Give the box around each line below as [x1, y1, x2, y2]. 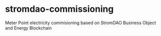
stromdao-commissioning [5, 3, 114, 15]
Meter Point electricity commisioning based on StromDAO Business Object [5, 20, 156, 26]
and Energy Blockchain [5, 25, 52, 31]
